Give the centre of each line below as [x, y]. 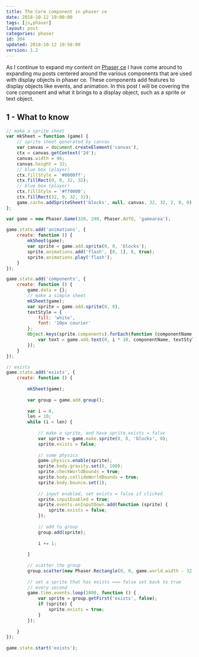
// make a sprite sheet [36, 131]
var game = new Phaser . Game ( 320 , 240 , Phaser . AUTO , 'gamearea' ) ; [89, 219]
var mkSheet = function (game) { [47, 136]
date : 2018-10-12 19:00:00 [39, 17]
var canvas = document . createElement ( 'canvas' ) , [78, 148]
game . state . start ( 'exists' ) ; [42, 648]
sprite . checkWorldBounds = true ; [79, 472]
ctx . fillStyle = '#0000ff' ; [51, 175]
